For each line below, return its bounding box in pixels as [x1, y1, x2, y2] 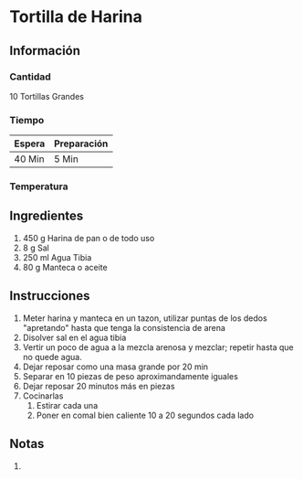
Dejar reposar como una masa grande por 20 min [22, 361, 208, 372]
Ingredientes [9, 208, 84, 224]
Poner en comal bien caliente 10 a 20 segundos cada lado [36, 410, 254, 420]
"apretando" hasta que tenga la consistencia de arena [22, 322, 226, 333]
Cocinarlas [22, 390, 64, 401]
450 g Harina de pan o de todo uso [22, 232, 155, 243]
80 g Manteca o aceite [22, 261, 108, 272]
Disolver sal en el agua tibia [22, 332, 127, 343]
